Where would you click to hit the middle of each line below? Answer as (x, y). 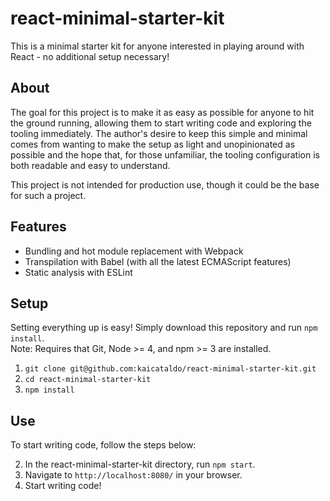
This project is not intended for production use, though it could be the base (165, 184)
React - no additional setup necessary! (90, 56)
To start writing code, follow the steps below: (103, 445)
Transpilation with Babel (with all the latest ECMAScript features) (158, 261)
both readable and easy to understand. (90, 165)
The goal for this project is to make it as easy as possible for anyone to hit (162, 112)
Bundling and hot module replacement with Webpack (134, 251)
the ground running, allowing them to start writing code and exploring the (161, 123)
